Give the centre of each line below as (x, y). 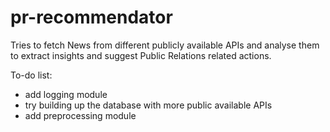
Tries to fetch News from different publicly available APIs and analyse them (165, 45)
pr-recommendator (91, 17)
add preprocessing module (80, 115)
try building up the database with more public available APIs (148, 105)
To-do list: (31, 75)
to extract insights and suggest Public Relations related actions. (141, 55)
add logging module (66, 94)
